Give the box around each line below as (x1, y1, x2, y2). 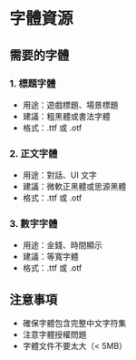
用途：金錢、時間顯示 (22, 240, 102, 251)
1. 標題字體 (9, 77, 56, 89)
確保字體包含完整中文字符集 (22, 318, 127, 329)
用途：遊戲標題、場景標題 (22, 99, 119, 110)
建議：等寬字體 (22, 252, 79, 262)
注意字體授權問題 (22, 329, 87, 340)
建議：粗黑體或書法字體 (22, 110, 111, 121)
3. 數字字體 (9, 218, 58, 231)
